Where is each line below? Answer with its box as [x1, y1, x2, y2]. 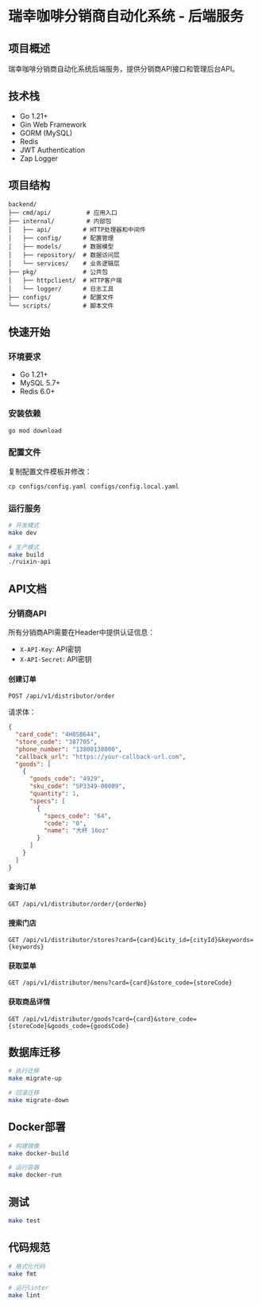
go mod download [8, 427, 62, 435]
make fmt [8, 1269, 37, 1278]
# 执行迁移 [8, 1067, 40, 1075]
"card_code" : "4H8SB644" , [15, 730, 102, 739]
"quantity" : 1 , [29, 790, 80, 798]
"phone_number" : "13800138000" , [15, 745, 123, 753]
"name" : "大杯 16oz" [43, 827, 110, 835]
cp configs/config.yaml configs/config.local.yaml [8, 483, 179, 491]
